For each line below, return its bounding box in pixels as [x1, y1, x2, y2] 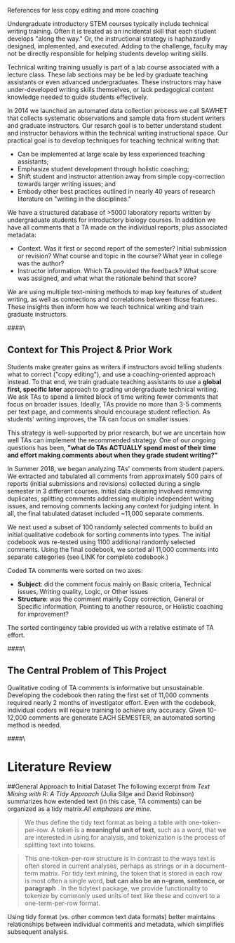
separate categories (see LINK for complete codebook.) [7, 553, 169, 561]
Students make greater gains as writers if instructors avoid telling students [7, 362, 222, 371]
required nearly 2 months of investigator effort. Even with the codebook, [7, 698, 216, 706]
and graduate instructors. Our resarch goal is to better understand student [7, 121, 222, 129]
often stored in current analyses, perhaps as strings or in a [24, 862, 194, 870]
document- [195, 862, 228, 870]
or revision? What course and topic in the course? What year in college [17, 252, 222, 260]
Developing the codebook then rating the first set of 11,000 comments [7, 691, 209, 699]
